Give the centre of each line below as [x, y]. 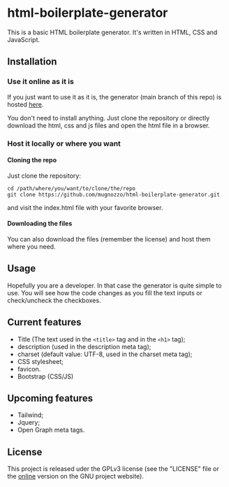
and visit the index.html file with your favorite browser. [85, 207]
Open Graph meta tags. [51, 430]
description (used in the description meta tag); [84, 346]
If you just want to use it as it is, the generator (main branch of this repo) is [114, 97]
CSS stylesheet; [40, 361]
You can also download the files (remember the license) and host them [109, 239]
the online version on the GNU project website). [76, 477]
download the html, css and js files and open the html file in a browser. [109, 125]
